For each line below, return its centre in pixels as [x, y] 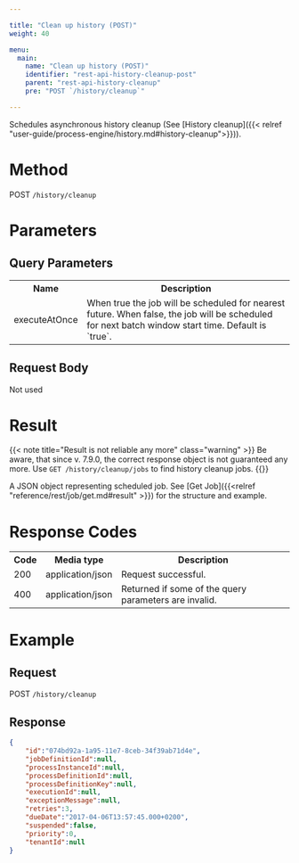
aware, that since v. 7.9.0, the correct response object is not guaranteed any [149, 459]
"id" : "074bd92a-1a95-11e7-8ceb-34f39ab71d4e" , [113, 751]
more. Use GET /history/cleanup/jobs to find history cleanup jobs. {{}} [139, 469]
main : [28, 58]
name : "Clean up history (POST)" [87, 66]
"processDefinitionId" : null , [79, 776]
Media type [79, 560]
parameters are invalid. [169, 600]
